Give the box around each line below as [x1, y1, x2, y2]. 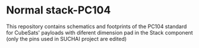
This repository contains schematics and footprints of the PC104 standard [6, 23, 187, 30]
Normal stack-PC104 [6, 4, 111, 17]
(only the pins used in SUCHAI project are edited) [6, 35, 127, 42]
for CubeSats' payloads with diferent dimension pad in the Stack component [6, 29, 193, 36]
